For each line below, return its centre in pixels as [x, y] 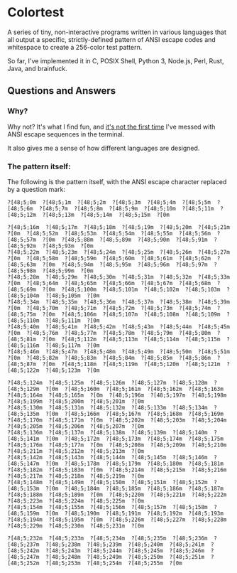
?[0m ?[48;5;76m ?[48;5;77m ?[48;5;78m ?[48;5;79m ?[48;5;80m [109, 333]
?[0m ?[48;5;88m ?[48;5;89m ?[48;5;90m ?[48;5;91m [125, 240]
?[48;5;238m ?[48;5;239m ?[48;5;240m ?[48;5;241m [125, 545]
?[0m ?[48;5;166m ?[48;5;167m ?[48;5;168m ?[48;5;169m [134, 414]
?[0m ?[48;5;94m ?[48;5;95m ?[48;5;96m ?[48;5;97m [125, 264]
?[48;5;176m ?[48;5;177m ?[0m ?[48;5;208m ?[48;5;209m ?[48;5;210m [117, 445]
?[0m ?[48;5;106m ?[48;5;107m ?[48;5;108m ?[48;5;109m [131, 314]
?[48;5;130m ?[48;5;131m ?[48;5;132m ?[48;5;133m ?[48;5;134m [108, 407]
